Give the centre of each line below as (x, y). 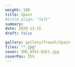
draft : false (19, 33)
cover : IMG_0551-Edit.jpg (32, 52)
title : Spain (19, 15)
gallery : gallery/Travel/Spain (38, 43)
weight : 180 (17, 10)
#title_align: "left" (28, 19)
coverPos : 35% (20, 56)
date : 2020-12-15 (23, 29)
